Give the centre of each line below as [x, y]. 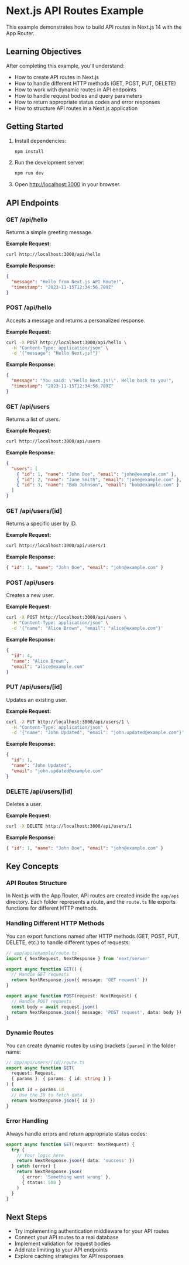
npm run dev [29, 173]
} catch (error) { [34, 1166]
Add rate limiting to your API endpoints [61, 1250]
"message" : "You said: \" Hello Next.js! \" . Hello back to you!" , [93, 381]
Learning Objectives [44, 52]
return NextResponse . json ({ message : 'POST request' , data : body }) [97, 1012]
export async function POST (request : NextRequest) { [72, 996]
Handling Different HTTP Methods [55, 923]
